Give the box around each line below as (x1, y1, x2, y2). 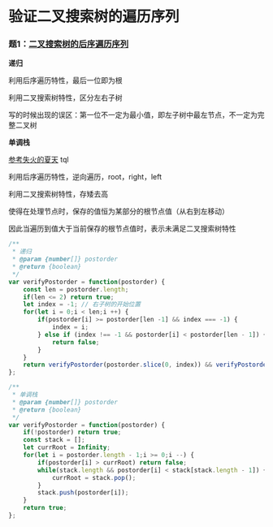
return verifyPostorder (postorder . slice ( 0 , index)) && (23, 361, 213, 369)
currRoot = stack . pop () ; (51, 473, 136, 482)
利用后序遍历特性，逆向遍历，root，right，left (8, 172, 162, 182)
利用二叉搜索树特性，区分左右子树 (8, 93, 123, 102)
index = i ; (51, 323, 89, 331)
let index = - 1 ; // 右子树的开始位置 (23, 300, 141, 309)
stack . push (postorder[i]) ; (37, 489, 129, 497)
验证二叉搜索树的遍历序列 (8, 7, 180, 26)
